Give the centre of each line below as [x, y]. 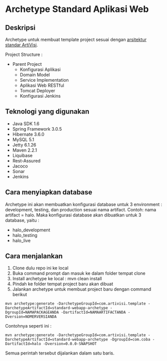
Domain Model [35, 75]
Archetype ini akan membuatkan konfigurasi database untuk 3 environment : [84, 204]
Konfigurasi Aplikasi [40, 69]
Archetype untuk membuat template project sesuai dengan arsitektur [76, 39]
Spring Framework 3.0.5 [37, 129]
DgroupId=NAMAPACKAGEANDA [32, 313]
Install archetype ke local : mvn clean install [57, 279]
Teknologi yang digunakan [47, 111]
